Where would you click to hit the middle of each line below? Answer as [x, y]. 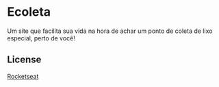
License [24, 60]
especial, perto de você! [41, 38]
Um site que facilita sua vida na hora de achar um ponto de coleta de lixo [110, 31]
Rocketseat [23, 76]
